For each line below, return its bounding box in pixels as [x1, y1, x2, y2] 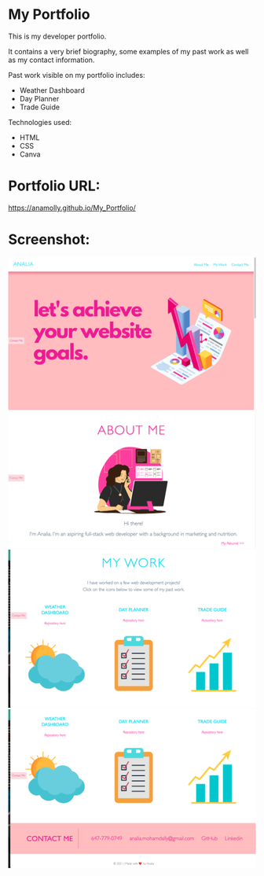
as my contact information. [8, 55, 95, 64]
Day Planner [19, 94, 60, 103]
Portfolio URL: [8, 177, 101, 195]
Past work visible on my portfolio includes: [8, 70, 145, 79]
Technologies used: [8, 117, 72, 127]
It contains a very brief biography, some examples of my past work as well [8, 46, 249, 56]
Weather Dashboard [19, 85, 85, 95]
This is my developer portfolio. [8, 31, 107, 41]
